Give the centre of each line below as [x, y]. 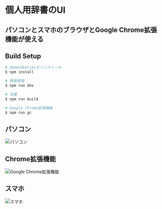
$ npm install [20, 72]
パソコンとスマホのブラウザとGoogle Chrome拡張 [81, 30]
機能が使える [25, 39]
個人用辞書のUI [35, 10]
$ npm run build [22, 99]
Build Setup [23, 56]
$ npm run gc [18, 112]
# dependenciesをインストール [33, 68]
